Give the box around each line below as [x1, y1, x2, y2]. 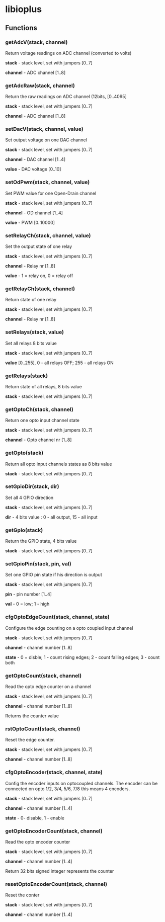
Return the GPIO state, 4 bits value [5, 538, 77, 544]
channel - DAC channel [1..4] [5, 156, 66, 162]
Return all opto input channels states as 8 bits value [5, 461, 112, 467]
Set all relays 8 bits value [5, 340, 57, 346]
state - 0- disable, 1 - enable [5, 815, 64, 821]
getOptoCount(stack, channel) [5, 672, 82, 679]
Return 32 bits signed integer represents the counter [5, 868, 114, 874]
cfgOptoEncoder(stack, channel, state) [5, 769, 103, 776]
